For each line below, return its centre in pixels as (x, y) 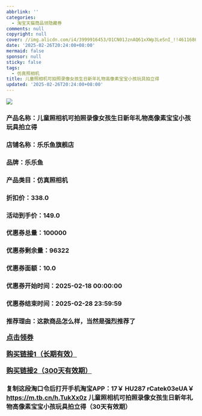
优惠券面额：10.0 (31, 269)
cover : (14, 40)
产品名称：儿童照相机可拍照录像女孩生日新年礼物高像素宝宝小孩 (99, 118)
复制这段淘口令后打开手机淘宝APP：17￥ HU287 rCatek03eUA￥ (100, 388)
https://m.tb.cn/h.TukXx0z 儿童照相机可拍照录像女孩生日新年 (97, 397)
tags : (13, 68)
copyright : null (26, 34)
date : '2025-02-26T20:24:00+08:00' (51, 46)
